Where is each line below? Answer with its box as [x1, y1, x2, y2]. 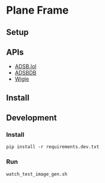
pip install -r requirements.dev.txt [6, 144, 100, 150]
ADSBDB [14, 69, 37, 76]
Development [6, 113, 58, 123]
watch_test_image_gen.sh [6, 171, 68, 177]
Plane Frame [6, 4, 69, 17]
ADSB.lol [14, 63, 37, 70]
